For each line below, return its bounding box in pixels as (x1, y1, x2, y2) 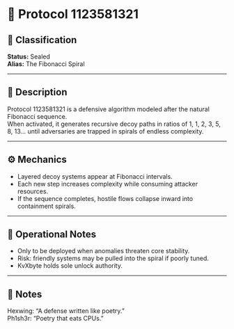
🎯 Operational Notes (7, 229, 96, 241)
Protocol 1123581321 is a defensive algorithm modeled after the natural (7, 104, 210, 113)
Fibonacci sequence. (7, 112, 68, 120)
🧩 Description (7, 86, 68, 98)
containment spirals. (17, 202, 77, 210)
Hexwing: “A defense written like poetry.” (7, 307, 125, 315)
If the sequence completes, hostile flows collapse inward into (17, 194, 194, 202)
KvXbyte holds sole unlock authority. (17, 262, 123, 270)
